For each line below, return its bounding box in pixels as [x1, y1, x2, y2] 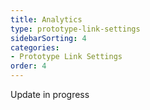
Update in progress [10, 89, 90, 100]
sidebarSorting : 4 [10, 33, 87, 43]
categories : [10, 42, 60, 53]
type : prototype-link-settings [10, 24, 141, 34]
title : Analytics [10, 14, 83, 25]
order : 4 [10, 61, 47, 71]
